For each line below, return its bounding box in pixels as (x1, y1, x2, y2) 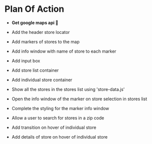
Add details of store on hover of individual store (11, 134, 108, 140)
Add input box (11, 58, 40, 63)
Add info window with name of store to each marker (11, 48, 117, 54)
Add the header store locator (11, 29, 70, 35)
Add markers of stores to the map (11, 38, 80, 45)
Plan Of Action (4, 3, 65, 15)
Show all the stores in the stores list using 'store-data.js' (11, 86, 125, 92)
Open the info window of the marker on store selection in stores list (11, 96, 147, 102)
